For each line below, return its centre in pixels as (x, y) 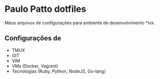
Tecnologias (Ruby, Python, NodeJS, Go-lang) (59, 71)
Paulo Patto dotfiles (45, 9)
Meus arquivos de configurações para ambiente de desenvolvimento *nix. (80, 23)
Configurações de (33, 38)
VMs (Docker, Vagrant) (35, 66)
